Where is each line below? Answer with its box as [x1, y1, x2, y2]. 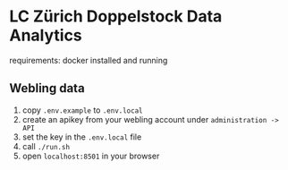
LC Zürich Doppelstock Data [9, 6, 223, 27]
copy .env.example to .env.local [21, 105, 143, 115]
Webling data [9, 81, 85, 96]
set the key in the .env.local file [21, 132, 142, 142]
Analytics [9, 25, 82, 46]
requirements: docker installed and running [9, 55, 168, 65]
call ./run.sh [21, 140, 70, 151]
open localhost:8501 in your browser [21, 150, 160, 161]
